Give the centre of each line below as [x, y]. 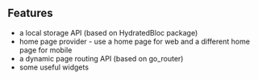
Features [30, 13]
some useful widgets [54, 67]
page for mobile [46, 50]
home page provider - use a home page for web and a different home [135, 41]
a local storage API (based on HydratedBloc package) [108, 32]
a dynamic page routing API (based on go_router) [101, 58]
